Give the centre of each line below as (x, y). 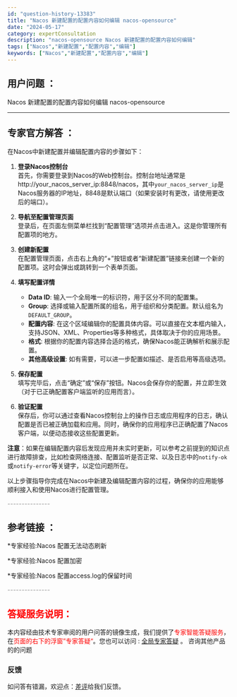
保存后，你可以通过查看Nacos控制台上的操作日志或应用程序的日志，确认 (122, 415)
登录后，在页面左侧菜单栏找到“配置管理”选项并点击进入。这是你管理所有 (122, 225)
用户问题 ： (32, 84)
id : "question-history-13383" (52, 14)
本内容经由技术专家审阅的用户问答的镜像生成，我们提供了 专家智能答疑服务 (115, 632)
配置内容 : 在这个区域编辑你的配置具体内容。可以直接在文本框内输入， (129, 323)
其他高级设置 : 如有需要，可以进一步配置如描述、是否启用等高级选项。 (129, 359)
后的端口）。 (35, 201)
